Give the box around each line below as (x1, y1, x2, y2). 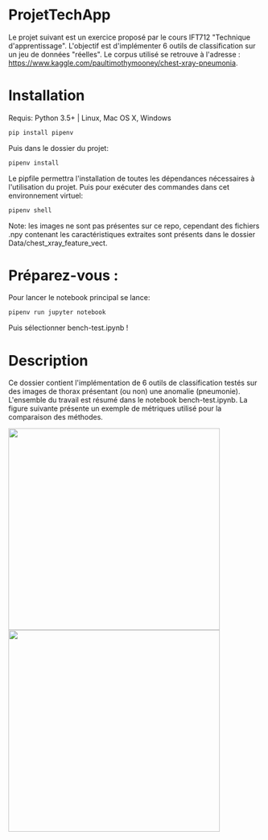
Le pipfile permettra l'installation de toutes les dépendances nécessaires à (8, 173, 255, 183)
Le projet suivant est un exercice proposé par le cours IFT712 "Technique (8, 32, 251, 42)
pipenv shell (8, 206, 52, 215)
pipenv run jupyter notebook (8, 308, 106, 316)
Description (8, 351, 89, 370)
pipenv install (8, 159, 60, 167)
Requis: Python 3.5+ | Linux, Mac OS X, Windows (8, 113, 171, 123)
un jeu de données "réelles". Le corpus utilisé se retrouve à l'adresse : (8, 49, 241, 59)
